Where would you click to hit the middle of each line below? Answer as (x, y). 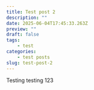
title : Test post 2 (31, 12)
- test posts (34, 57)
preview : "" (21, 29)
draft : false (23, 35)
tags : (13, 40)
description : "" (27, 18)
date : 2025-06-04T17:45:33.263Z (47, 23)
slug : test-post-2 (29, 63)
